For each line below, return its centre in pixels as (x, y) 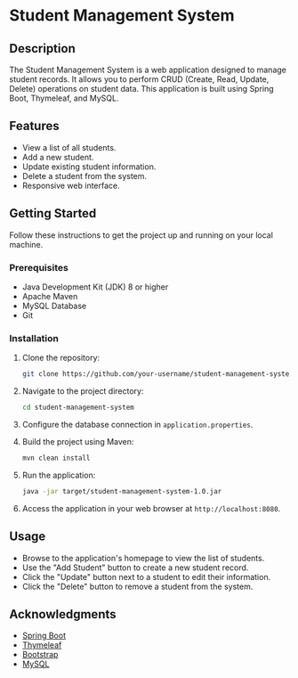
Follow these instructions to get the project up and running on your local (141, 235)
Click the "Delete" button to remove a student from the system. (137, 586)
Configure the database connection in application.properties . (137, 424)
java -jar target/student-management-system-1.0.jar (122, 491)
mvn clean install (56, 458)
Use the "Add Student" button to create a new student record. (135, 568)
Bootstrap (40, 655)
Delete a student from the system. (85, 176)
